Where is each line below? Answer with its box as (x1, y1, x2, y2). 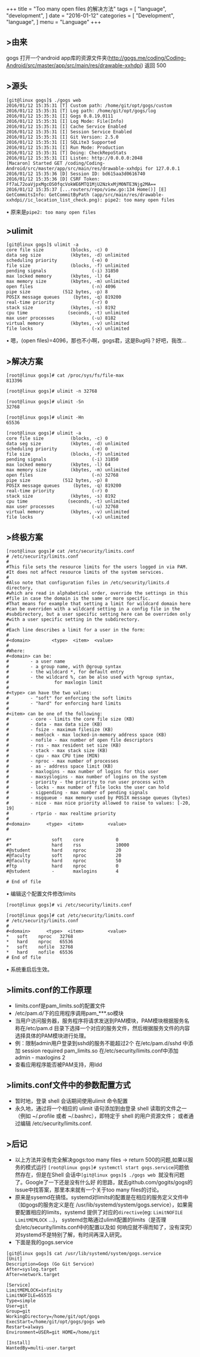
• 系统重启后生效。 (6, 966, 53, 973)
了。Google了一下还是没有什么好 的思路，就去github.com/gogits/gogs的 (14, 1178, 193, 1186)
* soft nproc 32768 (6, 934, 73, 940)
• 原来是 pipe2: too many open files (6, 208, 96, 215)
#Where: (6, 648, 26, 654)
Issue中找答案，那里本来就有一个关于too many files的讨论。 (14, 1186, 162, 1193)
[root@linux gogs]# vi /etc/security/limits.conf (6, 902, 133, 908)
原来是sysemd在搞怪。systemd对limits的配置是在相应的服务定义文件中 (14, 1193, 189, 1200)
